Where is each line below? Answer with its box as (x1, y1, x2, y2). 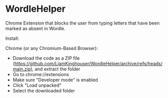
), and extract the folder (30, 66, 81, 72)
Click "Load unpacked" (12, 82, 62, 88)
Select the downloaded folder (12, 87, 75, 93)
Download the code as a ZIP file (12, 55, 80, 61)
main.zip (12, 66, 31, 72)
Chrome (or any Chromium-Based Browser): (5, 45, 99, 51)
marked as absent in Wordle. (5, 25, 65, 31)
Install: (5, 35, 19, 41)
